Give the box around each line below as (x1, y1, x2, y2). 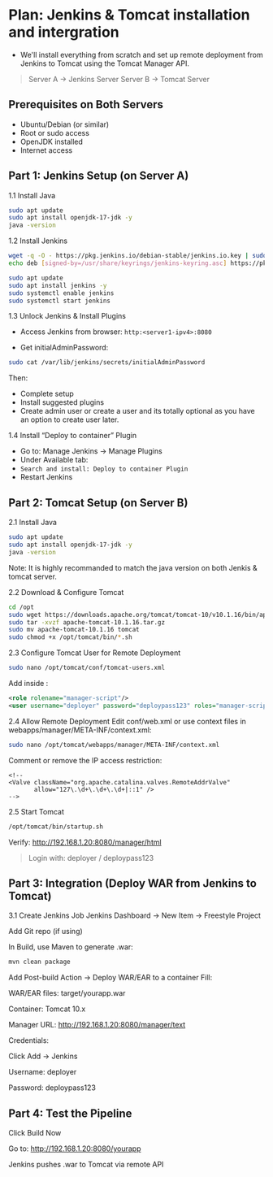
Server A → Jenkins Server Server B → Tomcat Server (28, 74, 210, 84)
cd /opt (8, 603, 35, 611)
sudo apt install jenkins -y (8, 281, 107, 289)
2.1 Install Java (8, 518, 57, 528)
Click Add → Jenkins (8, 1051, 78, 1062)
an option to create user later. (19, 415, 119, 424)
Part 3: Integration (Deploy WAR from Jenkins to (8, 876, 258, 890)
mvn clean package (8, 958, 71, 966)
